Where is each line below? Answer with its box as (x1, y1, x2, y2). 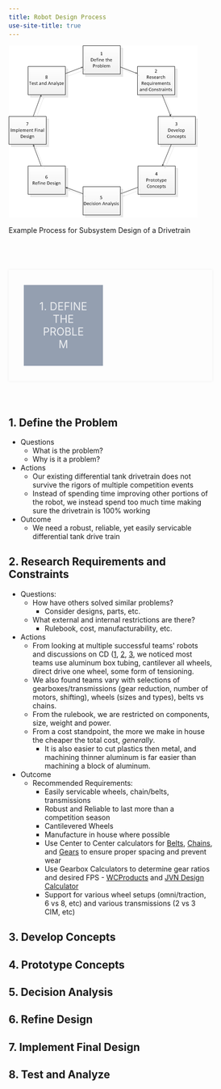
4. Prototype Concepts (8, 958, 126, 972)
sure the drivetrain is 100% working (32, 505, 151, 515)
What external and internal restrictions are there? (32, 614, 195, 624)
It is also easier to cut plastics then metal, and (44, 744, 197, 753)
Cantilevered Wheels (44, 821, 114, 830)
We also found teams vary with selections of (32, 675, 181, 685)
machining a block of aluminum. (44, 761, 151, 770)
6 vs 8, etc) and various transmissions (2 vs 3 (44, 898, 196, 908)
